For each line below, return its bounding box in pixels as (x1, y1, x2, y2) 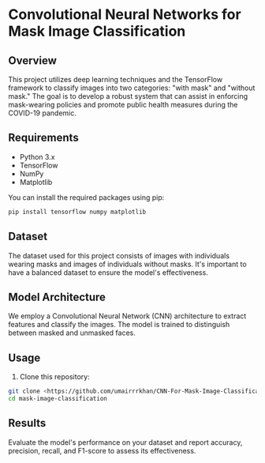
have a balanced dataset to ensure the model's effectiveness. (8, 267, 209, 277)
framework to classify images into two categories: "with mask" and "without (8, 83, 256, 92)
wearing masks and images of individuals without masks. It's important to (8, 259, 247, 269)
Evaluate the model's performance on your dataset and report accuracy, (8, 437, 243, 447)
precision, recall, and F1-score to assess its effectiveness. (8, 446, 196, 455)
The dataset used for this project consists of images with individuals (8, 250, 230, 260)
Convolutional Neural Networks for (8, 6, 242, 24)
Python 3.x (19, 152, 55, 161)
